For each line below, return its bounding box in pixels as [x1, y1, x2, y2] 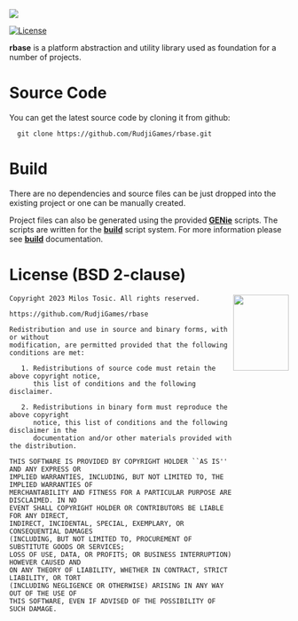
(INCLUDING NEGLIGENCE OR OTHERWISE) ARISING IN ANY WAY [9, 581, 224, 590]
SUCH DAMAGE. [9, 604, 58, 613]
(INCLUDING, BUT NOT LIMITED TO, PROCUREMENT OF [9, 534, 192, 544]
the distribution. [9, 441, 77, 451]
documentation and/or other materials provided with [32, 434, 232, 443]
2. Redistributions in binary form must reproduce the [20, 403, 228, 412]
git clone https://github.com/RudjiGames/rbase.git [17, 129, 213, 138]
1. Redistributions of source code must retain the [20, 364, 216, 373]
